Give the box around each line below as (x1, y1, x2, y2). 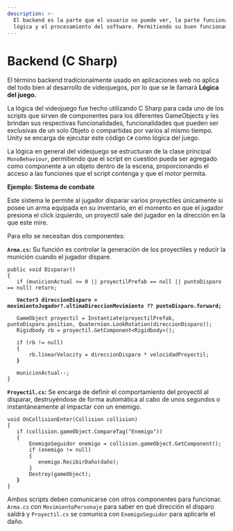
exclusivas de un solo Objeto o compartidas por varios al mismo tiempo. (7, 126, 214, 135)
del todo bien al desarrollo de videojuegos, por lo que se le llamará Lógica (7, 83, 219, 92)
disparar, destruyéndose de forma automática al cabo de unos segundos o (7, 395, 221, 404)
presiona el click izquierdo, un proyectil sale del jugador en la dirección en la (7, 211, 225, 220)
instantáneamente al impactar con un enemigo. (7, 402, 142, 411)
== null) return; (7, 284, 58, 292)
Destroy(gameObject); (28, 471, 92, 478)
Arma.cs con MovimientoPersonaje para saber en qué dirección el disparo (7, 503, 214, 511)
